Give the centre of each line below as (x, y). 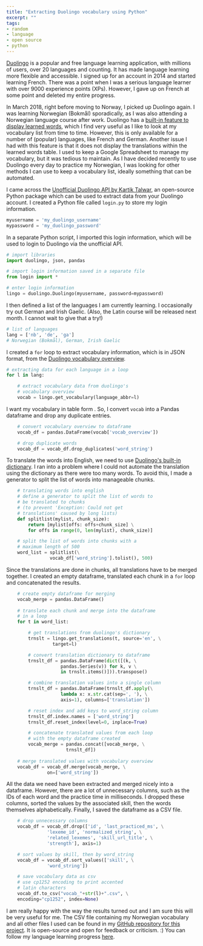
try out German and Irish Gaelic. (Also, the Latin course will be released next (101, 311)
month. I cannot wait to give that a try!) (55, 318)
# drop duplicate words (47, 443)
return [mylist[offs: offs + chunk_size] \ (81, 525)
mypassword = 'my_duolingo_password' (54, 226)
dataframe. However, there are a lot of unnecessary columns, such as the (98, 790)
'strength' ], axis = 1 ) (74, 844)
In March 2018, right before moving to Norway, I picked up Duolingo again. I (101, 107)
